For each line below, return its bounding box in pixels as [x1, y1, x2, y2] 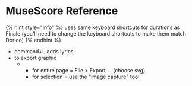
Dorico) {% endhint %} [5, 36, 62, 43]
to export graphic [14, 54, 57, 61]
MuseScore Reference [5, 4, 118, 18]
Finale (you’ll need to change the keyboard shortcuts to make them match [5, 30, 187, 37]
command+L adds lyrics [14, 47, 74, 55]
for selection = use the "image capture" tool [32, 73, 140, 80]
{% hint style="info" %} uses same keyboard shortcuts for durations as [5, 24, 180, 31]
